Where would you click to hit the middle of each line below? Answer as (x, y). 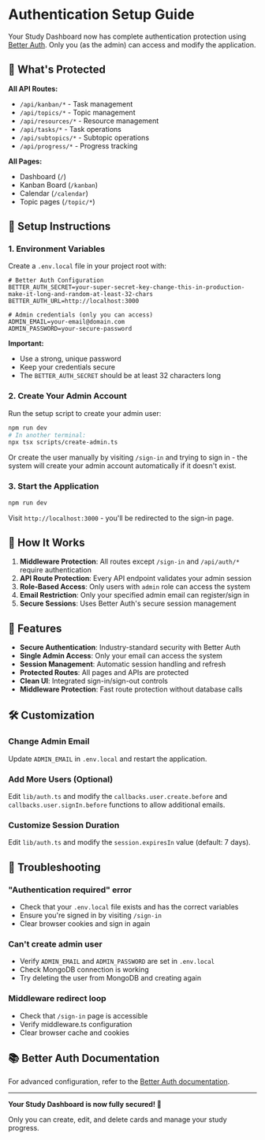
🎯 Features (35, 628)
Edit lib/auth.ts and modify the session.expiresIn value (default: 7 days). (129, 842)
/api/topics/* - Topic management (77, 112)
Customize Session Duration (64, 825)
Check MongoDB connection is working (84, 969)
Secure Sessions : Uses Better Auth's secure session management (128, 604)
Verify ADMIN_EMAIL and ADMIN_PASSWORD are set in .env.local (117, 962)
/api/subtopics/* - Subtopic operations (84, 137)
